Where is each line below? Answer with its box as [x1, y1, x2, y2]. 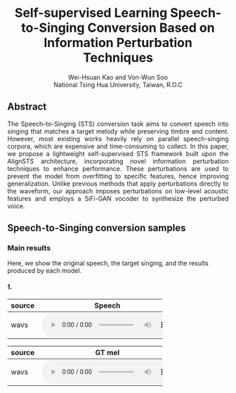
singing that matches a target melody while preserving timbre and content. [7, 127, 229, 135]
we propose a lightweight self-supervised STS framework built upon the [7, 149, 229, 157]
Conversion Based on [87, 20, 216, 36]
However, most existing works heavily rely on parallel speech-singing [7, 134, 229, 143]
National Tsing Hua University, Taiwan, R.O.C [53, 80, 183, 89]
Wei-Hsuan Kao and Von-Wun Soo [67, 72, 169, 82]
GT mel [95, 347, 120, 357]
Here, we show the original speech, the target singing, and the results [7, 259, 209, 268]
